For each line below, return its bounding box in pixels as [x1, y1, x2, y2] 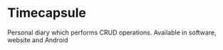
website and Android [7, 35, 68, 44]
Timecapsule [7, 5, 87, 21]
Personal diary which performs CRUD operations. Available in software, [7, 28, 217, 37]
